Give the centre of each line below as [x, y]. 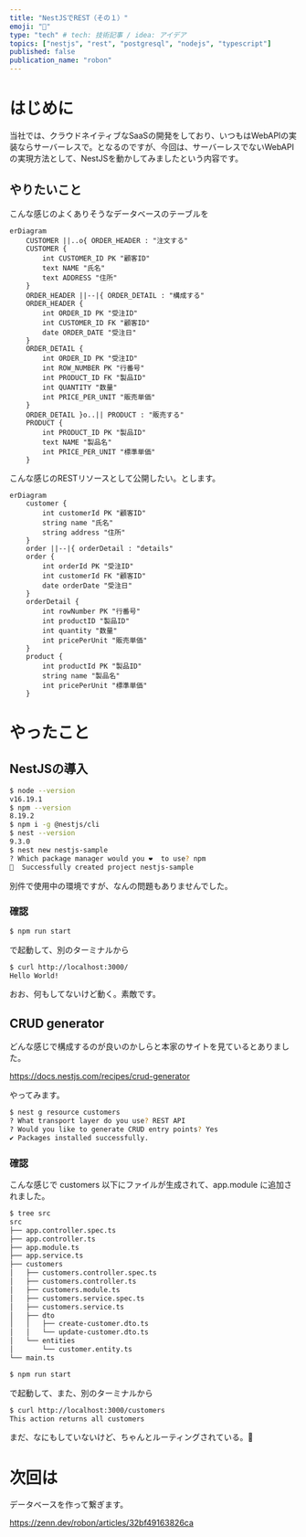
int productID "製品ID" [86, 621]
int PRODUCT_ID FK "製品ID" [94, 377]
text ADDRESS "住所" [80, 278]
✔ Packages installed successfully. [79, 1138]
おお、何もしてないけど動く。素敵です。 [85, 994]
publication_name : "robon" [61, 60]
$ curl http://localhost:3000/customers [88, 1410]
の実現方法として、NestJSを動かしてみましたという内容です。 [127, 158]
